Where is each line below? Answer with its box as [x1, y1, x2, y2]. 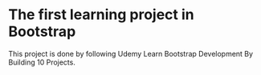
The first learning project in [8, 6, 194, 24]
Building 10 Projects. [8, 57, 76, 67]
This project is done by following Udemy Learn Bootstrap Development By [8, 49, 254, 58]
